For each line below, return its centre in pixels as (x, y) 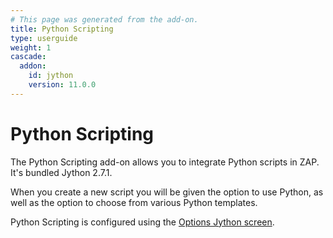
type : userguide (44, 38)
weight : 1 (31, 47)
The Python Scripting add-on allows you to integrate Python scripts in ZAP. (165, 162)
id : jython (51, 76)
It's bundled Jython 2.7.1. (61, 172)
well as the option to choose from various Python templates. (134, 202)
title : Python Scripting (62, 29)
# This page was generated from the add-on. (104, 19)
